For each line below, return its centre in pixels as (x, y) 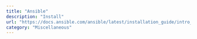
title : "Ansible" (27, 11)
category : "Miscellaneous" (39, 27)
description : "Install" (35, 17)
